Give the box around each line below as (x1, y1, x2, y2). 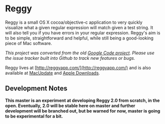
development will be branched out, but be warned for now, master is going (5, 108, 161, 114)
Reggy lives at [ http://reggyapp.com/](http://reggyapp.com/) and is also (5, 65, 151, 71)
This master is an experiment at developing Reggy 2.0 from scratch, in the (5, 97, 160, 103)
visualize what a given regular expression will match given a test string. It (5, 24, 154, 30)
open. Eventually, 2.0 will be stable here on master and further (5, 102, 135, 109)
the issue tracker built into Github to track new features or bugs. (5, 55, 135, 61)
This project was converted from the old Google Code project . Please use (5, 50, 155, 56)
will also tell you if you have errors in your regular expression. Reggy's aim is (5, 30, 161, 36)
